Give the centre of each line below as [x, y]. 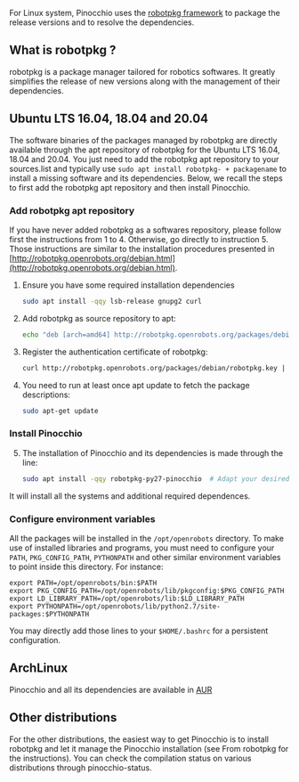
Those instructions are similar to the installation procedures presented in [142, 248]
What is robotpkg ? [63, 50]
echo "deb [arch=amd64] [66, 334]
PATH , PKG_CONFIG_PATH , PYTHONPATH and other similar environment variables [145, 557]
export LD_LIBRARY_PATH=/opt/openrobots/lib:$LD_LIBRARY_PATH [127, 599]
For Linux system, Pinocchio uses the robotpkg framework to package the [145, 13]
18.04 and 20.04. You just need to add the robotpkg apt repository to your [144, 159]
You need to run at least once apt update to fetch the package [136, 385]
